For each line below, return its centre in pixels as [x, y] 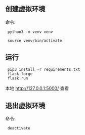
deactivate [19, 128]
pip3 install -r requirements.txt [44, 69]
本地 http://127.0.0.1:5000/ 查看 [37, 88]
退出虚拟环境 [25, 106]
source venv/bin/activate [35, 40]
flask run [18, 78]
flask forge [20, 74]
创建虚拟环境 [25, 9]
